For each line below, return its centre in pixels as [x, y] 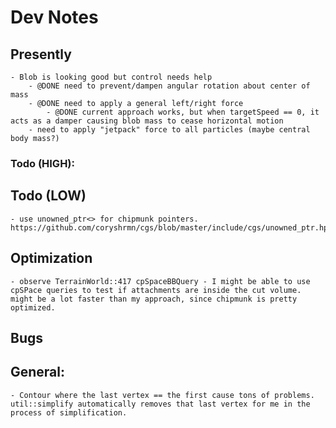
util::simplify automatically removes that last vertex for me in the [160, 404]
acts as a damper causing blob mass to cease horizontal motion [147, 121]
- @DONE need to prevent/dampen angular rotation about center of [169, 86]
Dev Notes [54, 17]
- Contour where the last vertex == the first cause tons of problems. [162, 395]
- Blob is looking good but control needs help [111, 77]
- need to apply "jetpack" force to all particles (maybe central [169, 130]
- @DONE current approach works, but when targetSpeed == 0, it [183, 112]
